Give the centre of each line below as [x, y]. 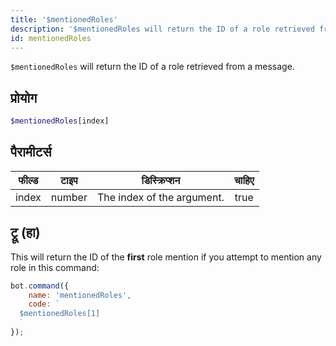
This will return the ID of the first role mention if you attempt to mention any [166, 257]
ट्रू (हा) [25, 232]
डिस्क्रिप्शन [161, 180]
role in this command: [55, 267]
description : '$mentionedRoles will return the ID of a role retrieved [162, 29]
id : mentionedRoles [51, 38]
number [69, 197]
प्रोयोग [24, 97]
